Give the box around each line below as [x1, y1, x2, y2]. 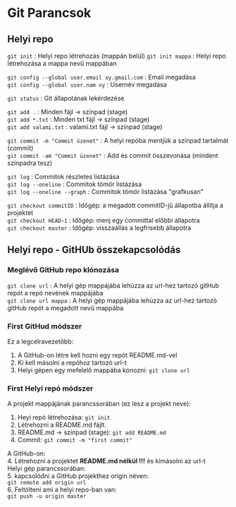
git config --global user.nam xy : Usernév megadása [7, 80, 167, 89]
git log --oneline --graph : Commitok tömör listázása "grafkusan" [7, 188, 204, 195]
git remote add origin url [7, 479, 87, 487]
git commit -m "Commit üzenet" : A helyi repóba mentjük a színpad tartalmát [7, 136, 229, 145]
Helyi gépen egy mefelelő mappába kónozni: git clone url [17, 365, 190, 374]
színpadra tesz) [7, 159, 53, 167]
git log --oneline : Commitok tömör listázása [7, 180, 142, 188]
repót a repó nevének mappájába [7, 288, 104, 297]
